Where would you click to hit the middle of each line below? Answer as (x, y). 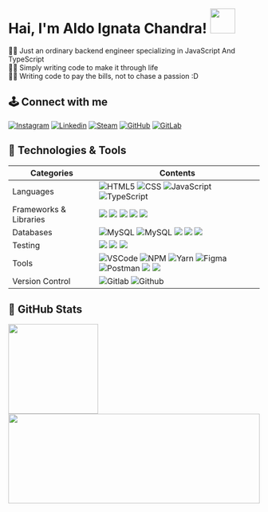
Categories (52, 173)
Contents (177, 173)
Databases (32, 232)
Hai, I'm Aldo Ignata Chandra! (108, 29)
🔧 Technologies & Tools (67, 150)
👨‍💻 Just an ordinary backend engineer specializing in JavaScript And (122, 50)
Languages (33, 191)
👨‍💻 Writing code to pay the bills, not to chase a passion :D (104, 76)
